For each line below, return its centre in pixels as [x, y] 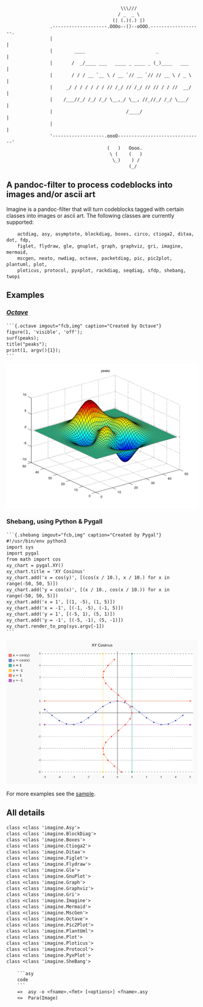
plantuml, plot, [27, 264]
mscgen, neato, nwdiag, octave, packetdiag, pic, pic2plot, [95, 258]
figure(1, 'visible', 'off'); [45, 332]
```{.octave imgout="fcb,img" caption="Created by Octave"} [84, 326]
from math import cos [34, 559]
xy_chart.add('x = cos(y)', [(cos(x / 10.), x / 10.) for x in [88, 577]
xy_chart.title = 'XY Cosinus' [46, 571]
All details [26, 813]
